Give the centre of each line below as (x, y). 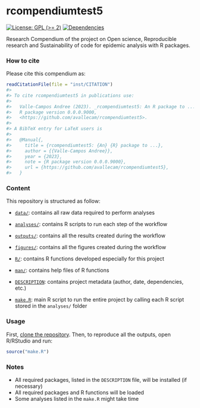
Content (18, 189)
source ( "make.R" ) (28, 351)
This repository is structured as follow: (53, 201)
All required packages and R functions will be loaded (79, 392)
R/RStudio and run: (29, 341)
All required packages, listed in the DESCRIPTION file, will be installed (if (101, 379)
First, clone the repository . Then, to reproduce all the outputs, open (88, 334)
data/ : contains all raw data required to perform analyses (85, 213)
